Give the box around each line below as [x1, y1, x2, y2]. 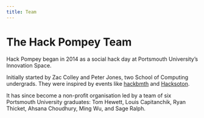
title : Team [6, 9, 37, 15]
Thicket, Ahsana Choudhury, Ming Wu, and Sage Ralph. [6, 105, 146, 112]
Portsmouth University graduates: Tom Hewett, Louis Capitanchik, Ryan [6, 98, 186, 105]
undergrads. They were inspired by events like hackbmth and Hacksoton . [6, 80, 190, 87]
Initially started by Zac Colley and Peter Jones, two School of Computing [6, 74, 189, 81]
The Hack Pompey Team [6, 35, 132, 49]
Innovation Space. [6, 61, 52, 69]
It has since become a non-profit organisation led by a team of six [6, 92, 172, 99]
